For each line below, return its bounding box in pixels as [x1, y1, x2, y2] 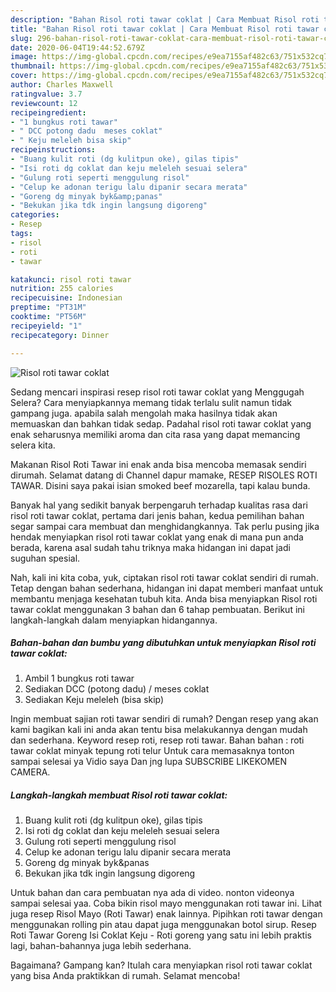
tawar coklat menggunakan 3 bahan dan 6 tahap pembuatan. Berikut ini [10, 603, 305, 615]
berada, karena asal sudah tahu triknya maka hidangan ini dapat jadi [10, 541, 291, 553]
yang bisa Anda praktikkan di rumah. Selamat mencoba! [10, 970, 241, 982]
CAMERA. [10, 766, 51, 778]
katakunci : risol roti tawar [10, 274, 132, 285]
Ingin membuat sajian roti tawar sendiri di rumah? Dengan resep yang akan [10, 713, 319, 725]
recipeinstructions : [10, 145, 97, 155]
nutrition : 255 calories [10, 284, 114, 294]
